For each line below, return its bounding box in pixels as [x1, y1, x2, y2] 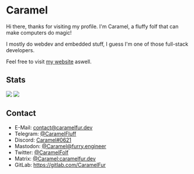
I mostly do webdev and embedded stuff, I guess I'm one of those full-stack [6, 40, 189, 47]
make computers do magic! [6, 29, 72, 36]
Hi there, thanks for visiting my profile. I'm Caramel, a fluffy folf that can [6, 23, 179, 30]
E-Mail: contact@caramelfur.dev [14, 124, 93, 131]
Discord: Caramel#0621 [14, 136, 72, 144]
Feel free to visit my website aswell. [6, 58, 92, 65]
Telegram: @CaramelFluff [14, 130, 77, 137]
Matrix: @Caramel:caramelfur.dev [14, 155, 96, 162]
